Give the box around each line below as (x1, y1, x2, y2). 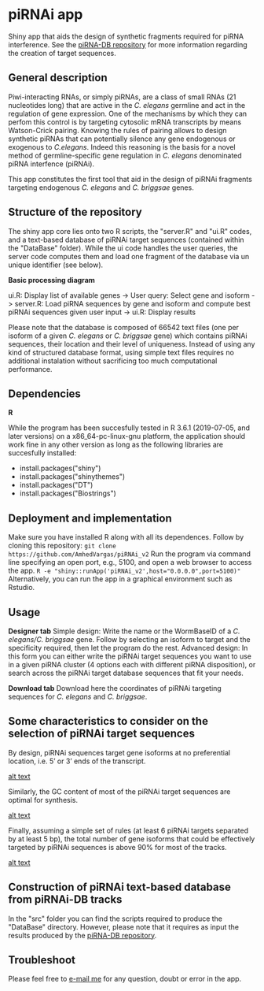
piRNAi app (8, 6, 83, 24)
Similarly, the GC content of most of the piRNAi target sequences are (8, 786, 231, 796)
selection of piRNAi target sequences (8, 727, 195, 740)
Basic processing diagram (8, 275, 96, 284)
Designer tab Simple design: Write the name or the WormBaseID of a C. (8, 626, 240, 636)
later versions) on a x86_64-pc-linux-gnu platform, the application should (8, 432, 246, 441)
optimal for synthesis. (8, 795, 79, 804)
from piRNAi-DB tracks (8, 893, 123, 907)
